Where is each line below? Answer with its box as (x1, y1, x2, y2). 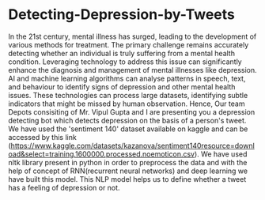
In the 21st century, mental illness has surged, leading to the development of (8, 32, 257, 41)
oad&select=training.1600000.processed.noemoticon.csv (8, 149, 195, 159)
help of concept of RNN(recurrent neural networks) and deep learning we (8, 166, 248, 175)
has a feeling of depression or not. (8, 183, 120, 192)
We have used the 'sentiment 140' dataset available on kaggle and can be (8, 124, 248, 134)
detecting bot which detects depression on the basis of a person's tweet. (8, 115, 247, 125)
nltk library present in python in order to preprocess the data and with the (8, 157, 248, 167)
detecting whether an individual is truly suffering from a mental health (8, 48, 236, 58)
